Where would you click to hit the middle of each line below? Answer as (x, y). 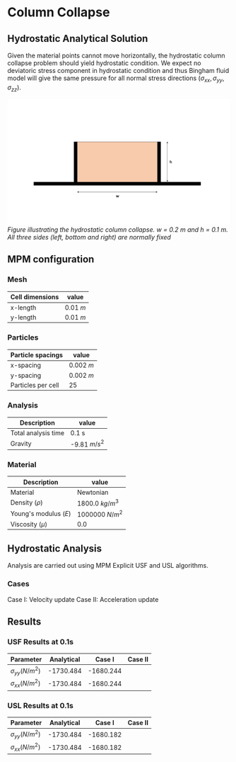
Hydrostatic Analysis (55, 548)
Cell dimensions (35, 297)
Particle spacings (37, 355)
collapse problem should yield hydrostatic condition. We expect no (104, 63)
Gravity (21, 443)
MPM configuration (51, 259)
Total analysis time (37, 433)
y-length (23, 317)
